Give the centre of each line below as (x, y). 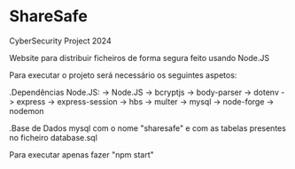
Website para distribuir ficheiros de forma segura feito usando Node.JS (140, 58)
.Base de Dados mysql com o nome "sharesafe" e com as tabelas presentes (147, 128)
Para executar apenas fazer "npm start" (82, 154)
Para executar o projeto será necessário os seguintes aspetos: (123, 75)
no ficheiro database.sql (53, 137)
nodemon (27, 111)
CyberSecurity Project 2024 (61, 41)
